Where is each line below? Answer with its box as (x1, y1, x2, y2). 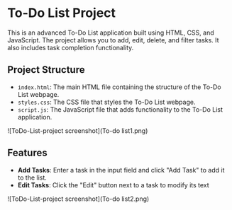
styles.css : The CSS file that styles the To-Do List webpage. (17, 98, 196, 106)
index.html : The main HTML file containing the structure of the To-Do (17, 83, 221, 91)
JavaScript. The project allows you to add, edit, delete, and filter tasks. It (7, 35, 219, 44)
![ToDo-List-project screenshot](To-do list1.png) (7, 126, 148, 135)
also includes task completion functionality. (7, 43, 134, 52)
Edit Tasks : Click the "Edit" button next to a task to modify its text (17, 180, 209, 189)
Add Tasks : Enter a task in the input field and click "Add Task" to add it (17, 165, 225, 174)
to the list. (17, 173, 48, 182)
